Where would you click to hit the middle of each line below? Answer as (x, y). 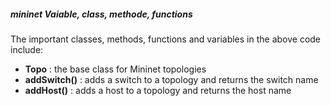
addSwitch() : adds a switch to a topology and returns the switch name (171, 79)
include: (27, 49)
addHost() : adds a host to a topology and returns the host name (158, 90)
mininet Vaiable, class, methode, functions (101, 14)
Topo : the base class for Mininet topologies (115, 69)
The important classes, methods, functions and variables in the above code (166, 39)
